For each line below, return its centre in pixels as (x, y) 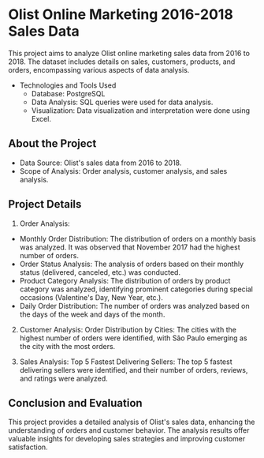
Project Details (45, 204)
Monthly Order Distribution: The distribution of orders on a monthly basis (138, 238)
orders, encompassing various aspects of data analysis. (99, 69)
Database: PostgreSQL (68, 93)
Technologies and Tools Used (68, 85)
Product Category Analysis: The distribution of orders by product (125, 280)
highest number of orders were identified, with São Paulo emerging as (133, 338)
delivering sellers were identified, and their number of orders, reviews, (134, 370)
